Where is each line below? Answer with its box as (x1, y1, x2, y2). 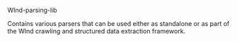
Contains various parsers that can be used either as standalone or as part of (7, 20, 230, 27)
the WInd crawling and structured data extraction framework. (7, 27, 186, 35)
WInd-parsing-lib (7, 6, 58, 14)
